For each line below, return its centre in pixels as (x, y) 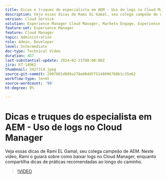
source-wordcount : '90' (30, 83)
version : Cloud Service (30, 19)
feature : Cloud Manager (30, 33)
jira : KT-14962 (21, 65)
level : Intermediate (26, 46)
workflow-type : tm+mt (27, 79)
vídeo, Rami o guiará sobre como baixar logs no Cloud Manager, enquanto (81, 157)
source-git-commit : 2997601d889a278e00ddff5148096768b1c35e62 (70, 74)
